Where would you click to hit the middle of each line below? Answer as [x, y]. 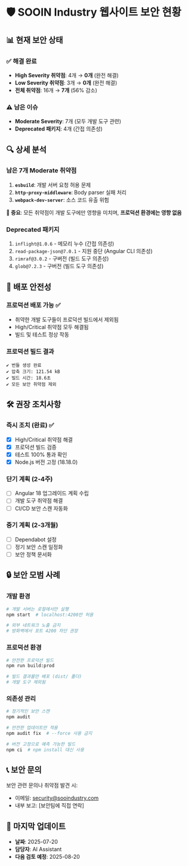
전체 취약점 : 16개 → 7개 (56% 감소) [56, 90]
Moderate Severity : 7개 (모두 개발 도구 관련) [68, 121]
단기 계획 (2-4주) [30, 479]
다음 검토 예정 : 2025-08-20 [47, 857]
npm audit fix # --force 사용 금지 [49, 733]
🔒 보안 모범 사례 [33, 575]
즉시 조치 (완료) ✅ [30, 426]
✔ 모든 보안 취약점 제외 [31, 385]
